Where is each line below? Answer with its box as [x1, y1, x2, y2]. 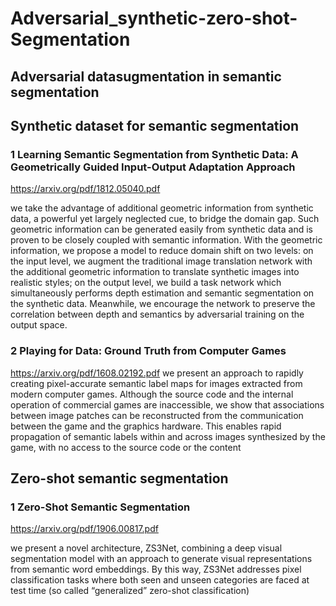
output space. [10, 319, 68, 331]
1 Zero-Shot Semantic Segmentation [10, 500, 191, 514]
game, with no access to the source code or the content [10, 441, 242, 453]
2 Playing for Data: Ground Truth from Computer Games [10, 344, 287, 358]
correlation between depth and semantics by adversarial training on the [10, 308, 305, 321]
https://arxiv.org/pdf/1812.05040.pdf [10, 183, 161, 195]
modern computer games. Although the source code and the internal [10, 388, 294, 400]
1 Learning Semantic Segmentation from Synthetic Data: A [10, 147, 299, 161]
